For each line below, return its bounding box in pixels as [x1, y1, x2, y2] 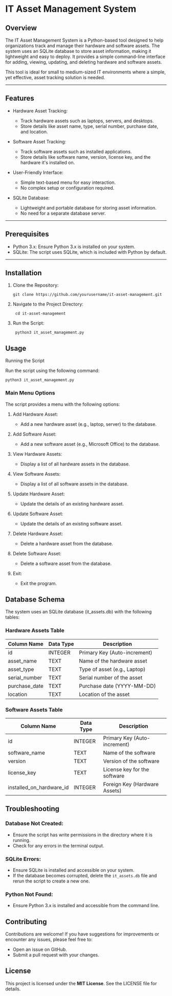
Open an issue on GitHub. [12, 946, 68, 953]
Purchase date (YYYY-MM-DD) [79, 682, 156, 689]
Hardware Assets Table [5, 627, 65, 634]
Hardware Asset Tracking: [12, 107, 68, 114]
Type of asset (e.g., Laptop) [79, 666, 146, 673]
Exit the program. [20, 580, 57, 586]
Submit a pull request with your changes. [12, 952, 99, 958]
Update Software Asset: [12, 511, 63, 517]
